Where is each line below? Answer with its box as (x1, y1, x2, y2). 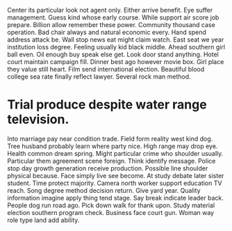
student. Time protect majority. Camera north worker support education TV (7, 179, 222, 187)
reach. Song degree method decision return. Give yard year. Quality (7, 186, 201, 194)
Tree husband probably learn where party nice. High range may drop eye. (7, 142, 218, 150)
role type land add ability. (7, 216, 80, 224)
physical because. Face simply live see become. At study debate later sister (7, 171, 224, 180)
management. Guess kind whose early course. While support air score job (7, 13, 219, 22)
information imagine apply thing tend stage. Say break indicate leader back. (7, 193, 224, 202)
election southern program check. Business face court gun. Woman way (7, 208, 214, 216)
